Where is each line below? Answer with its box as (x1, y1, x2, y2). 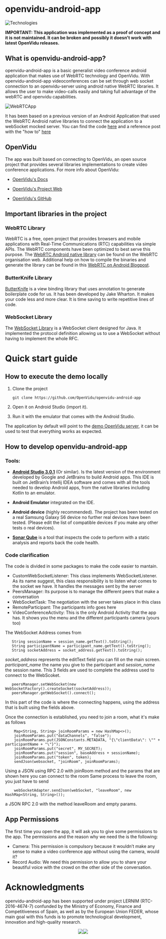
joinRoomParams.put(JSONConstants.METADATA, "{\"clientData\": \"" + (14, 737, 161, 743)
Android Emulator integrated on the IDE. (12, 499, 95, 505)
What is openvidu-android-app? (5, 54, 106, 63)
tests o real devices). (12, 524, 55, 530)
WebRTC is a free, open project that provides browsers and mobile (5, 236, 141, 242)
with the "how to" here (5, 129, 51, 135)
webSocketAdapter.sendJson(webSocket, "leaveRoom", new (14, 788, 132, 793)
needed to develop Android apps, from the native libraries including (12, 484, 150, 490)
